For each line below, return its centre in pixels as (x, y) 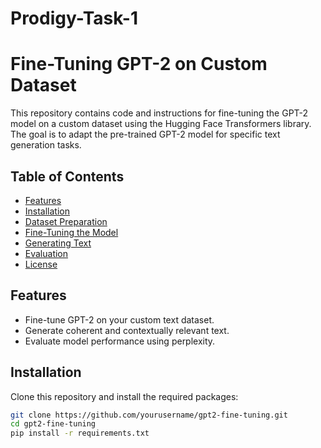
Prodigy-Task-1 (74, 18)
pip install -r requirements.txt (80, 433)
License (41, 264)
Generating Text (58, 243)
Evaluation (46, 253)
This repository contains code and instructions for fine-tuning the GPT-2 (159, 113)
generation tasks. (46, 145)
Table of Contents (67, 176)
